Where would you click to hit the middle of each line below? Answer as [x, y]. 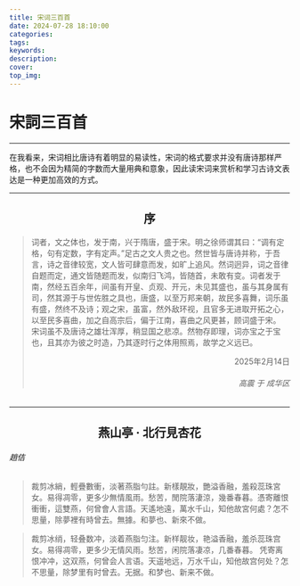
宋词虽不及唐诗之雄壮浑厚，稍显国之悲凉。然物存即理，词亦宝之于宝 [156, 331]
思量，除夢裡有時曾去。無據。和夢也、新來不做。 [121, 520]
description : [33, 59]
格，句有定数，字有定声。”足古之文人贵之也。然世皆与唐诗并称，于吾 [155, 253]
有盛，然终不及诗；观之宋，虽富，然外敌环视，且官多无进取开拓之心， [160, 309]
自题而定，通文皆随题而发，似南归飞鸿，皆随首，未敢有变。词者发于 [156, 275]
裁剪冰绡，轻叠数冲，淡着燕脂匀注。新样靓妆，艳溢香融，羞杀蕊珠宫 [156, 539]
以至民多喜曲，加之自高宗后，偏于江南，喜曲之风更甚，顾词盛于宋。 [156, 320]
